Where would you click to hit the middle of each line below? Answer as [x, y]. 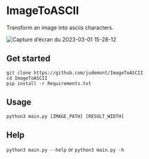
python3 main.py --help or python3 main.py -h [65, 150]
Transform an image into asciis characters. [60, 28]
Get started [28, 59]
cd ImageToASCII [27, 78]
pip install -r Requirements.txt [49, 83]
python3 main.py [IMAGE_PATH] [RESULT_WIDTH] [65, 116]
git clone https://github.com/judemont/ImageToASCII [75, 73]
